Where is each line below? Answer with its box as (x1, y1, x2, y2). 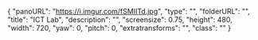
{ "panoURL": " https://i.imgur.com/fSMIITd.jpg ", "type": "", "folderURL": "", (7, 7, 250, 16)
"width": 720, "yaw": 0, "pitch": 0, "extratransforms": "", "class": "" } (7, 24, 232, 32)
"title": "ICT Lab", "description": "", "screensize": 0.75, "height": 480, (7, 15, 233, 24)
